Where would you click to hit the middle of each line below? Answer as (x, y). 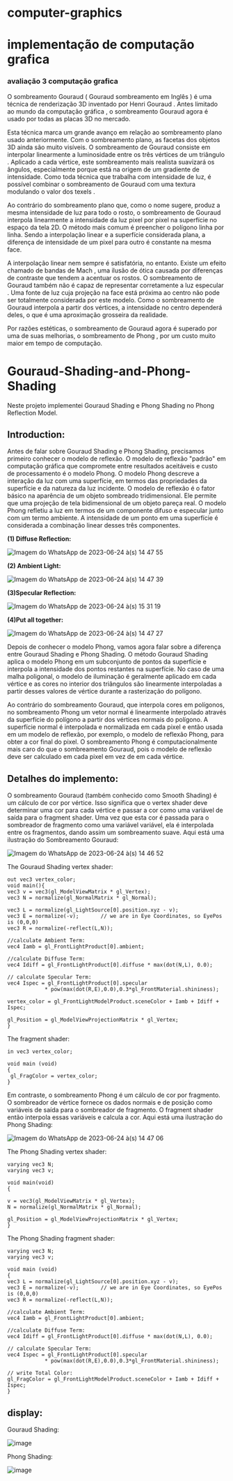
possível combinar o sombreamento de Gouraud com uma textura (102, 184)
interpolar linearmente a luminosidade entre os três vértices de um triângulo (116, 154)
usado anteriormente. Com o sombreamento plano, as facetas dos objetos (114, 139)
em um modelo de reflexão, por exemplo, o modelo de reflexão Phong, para (115, 735)
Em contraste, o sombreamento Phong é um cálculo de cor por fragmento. (114, 1095)
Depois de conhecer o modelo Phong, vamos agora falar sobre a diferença (114, 647)
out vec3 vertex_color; (42, 880)
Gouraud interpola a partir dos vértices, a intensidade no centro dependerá (115, 307)
